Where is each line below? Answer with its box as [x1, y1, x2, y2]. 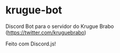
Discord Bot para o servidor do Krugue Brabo [5, 23, 114, 30]
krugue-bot [5, 3, 62, 17]
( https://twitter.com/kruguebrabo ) [5, 29, 87, 36]
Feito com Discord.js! [5, 40, 57, 47]
